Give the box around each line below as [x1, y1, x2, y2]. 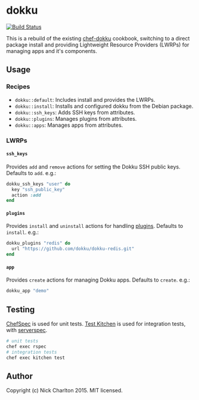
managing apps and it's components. [6, 47, 97, 54]
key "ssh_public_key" [11, 186, 66, 192]
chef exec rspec [6, 343, 46, 349]
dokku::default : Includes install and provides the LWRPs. [14, 96, 156, 103]
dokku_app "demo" [6, 288, 49, 294]
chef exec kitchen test [6, 355, 66, 361]
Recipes [6, 83, 30, 91]
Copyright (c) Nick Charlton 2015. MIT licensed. [6, 387, 123, 394]
